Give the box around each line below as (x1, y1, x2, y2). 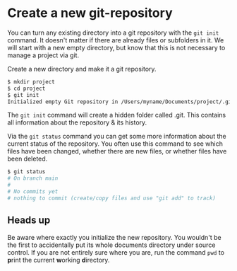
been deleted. (7, 154, 48, 163)
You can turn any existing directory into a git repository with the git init (7, 28, 219, 37)
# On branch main (7, 175, 59, 182)
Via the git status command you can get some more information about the (7, 132, 227, 141)
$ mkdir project (7, 78, 55, 86)
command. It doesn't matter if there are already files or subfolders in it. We (7, 35, 224, 44)
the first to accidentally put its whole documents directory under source (7, 241, 216, 249)
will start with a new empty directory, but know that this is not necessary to (7, 43, 226, 52)
